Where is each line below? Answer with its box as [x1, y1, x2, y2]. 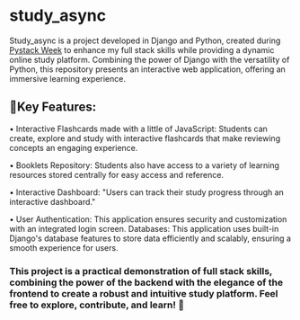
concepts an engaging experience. [9, 142, 138, 153]
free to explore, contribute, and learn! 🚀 [9, 298, 185, 311]
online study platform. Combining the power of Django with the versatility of [9, 54, 290, 65]
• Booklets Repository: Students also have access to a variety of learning [9, 159, 280, 171]
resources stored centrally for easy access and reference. [9, 169, 225, 180]
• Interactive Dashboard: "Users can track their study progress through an [9, 186, 285, 198]
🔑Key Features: [9, 100, 97, 115]
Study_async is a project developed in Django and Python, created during [9, 35, 281, 46]
